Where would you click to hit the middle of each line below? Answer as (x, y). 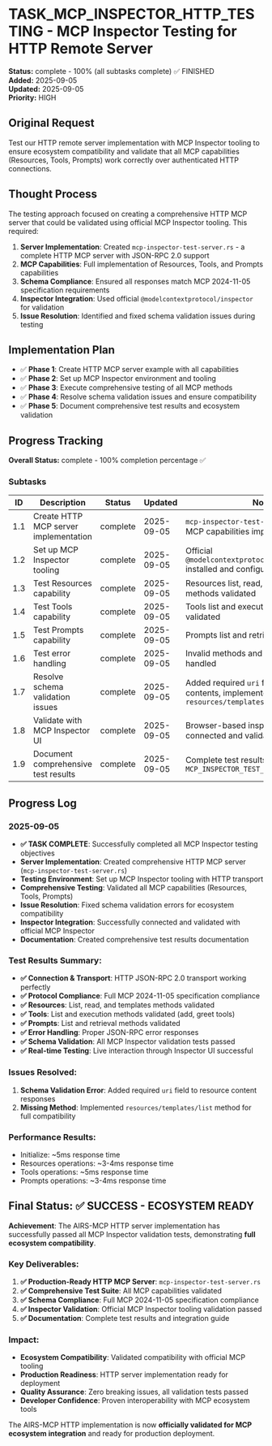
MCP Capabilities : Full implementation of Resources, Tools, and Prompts (142, 264)
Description (63, 503)
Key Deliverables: (44, 1264)
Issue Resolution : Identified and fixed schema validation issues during (138, 316)
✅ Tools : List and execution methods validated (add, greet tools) (127, 1014)
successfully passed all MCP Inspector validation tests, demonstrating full (132, 1234)
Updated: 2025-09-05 (46, 89)
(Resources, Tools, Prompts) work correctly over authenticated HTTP (123, 160)
